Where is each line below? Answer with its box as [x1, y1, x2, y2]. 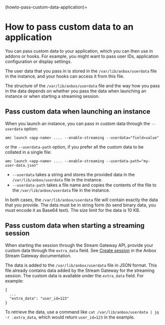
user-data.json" [5, 163, 38, 168]
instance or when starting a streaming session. [5, 93, 100, 99]
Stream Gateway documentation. [5, 253, 72, 259]
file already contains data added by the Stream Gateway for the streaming [5, 267, 155, 273]
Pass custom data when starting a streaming [5, 221, 145, 230]
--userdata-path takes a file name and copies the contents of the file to [12, 182, 157, 188]
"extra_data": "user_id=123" [9, 296, 69, 301]
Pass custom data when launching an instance [5, 108, 151, 116]
